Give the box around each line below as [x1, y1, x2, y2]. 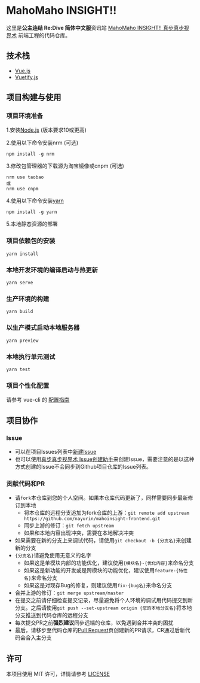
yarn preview [6, 338, 39, 344]
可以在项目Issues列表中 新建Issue [14, 448, 97, 455]
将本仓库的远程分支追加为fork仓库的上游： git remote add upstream [23, 509, 190, 517]
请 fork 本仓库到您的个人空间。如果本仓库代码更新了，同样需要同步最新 [14, 494, 188, 502]
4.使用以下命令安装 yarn [6, 197, 64, 204]
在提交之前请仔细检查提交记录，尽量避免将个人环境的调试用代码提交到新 [14, 597, 193, 604]
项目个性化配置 [6, 381, 50, 390]
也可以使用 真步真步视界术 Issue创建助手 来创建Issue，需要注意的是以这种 [14, 456, 195, 463]
